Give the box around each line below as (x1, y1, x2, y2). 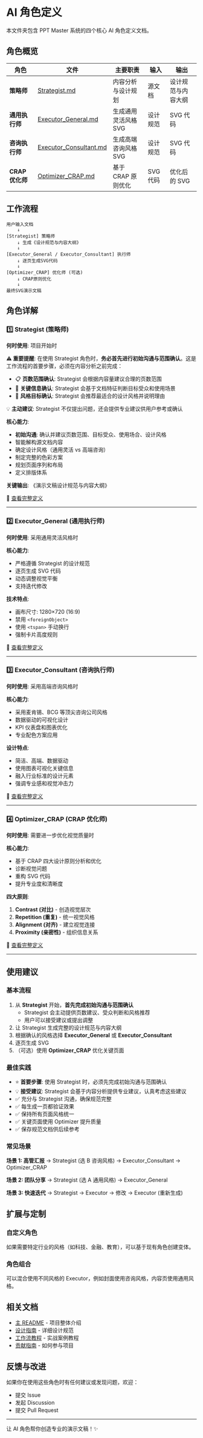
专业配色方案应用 (14, 731, 58, 738)
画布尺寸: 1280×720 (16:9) (14, 608, 80, 615)
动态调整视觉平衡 (14, 574, 58, 582)
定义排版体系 (14, 469, 47, 476)
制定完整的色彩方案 (14, 454, 63, 461)
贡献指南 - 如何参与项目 (14, 1342, 74, 1349)
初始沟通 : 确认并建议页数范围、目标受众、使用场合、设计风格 (14, 431, 167, 438)
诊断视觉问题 (14, 865, 47, 873)
